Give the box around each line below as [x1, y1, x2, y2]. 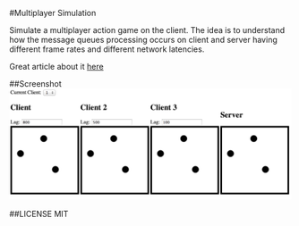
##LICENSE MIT [9, 209, 69, 220]
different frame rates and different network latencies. [9, 44, 205, 54]
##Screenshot [9, 79, 62, 88]
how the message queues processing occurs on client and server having [9, 35, 278, 45]
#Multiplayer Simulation [9, 8, 97, 18]
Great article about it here [9, 62, 105, 71]
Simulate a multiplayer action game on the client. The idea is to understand [9, 25, 286, 35]
